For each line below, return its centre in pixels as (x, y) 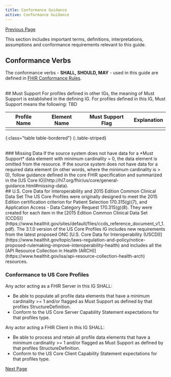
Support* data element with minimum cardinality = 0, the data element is (81, 159)
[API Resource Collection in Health (41, 251)
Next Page (16, 369)
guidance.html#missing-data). (37, 186)
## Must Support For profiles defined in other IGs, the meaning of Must (80, 93)
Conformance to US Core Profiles (47, 275)
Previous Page (20, 29)
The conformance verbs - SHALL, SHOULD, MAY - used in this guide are (82, 73)
